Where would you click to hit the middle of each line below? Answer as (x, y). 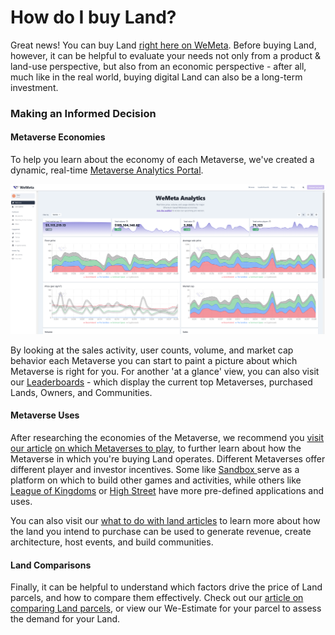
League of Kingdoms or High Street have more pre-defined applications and (167, 490)
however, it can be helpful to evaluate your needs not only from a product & (166, 55)
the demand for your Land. (65, 619)
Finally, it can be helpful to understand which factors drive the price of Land (166, 587)
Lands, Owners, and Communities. (81, 392)
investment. (34, 87)
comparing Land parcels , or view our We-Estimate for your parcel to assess (166, 608)
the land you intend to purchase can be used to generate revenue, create (161, 531)
